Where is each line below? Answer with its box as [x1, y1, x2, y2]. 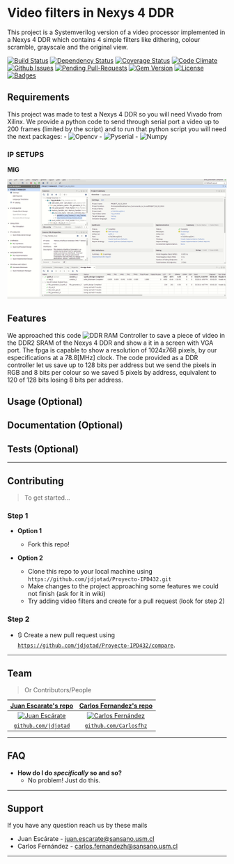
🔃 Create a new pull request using [17, 630, 116, 639]
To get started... [24, 493, 71, 502]
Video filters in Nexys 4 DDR [7, 5, 174, 21]
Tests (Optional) [7, 443, 79, 455]
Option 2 [17, 553, 43, 563]
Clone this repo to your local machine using [27, 567, 153, 576]
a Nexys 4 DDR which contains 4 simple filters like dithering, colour [7, 35, 201, 43]
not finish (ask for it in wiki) [27, 590, 106, 598]
